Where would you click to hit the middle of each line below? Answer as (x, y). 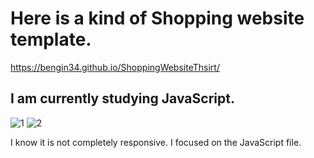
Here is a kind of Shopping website (157, 18)
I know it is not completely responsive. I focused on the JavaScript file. (156, 142)
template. (51, 39)
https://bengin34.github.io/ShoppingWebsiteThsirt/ (115, 67)
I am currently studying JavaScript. (122, 98)
